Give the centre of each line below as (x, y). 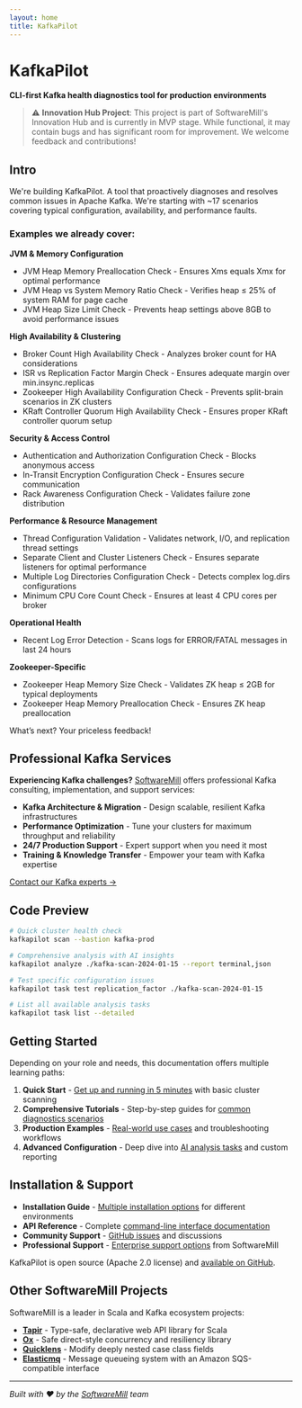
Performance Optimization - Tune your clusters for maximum (137, 826)
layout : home (34, 18)
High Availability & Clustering (65, 336)
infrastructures (50, 817)
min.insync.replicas (58, 382)
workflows (42, 1137)
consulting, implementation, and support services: (102, 790)
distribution (44, 503)
